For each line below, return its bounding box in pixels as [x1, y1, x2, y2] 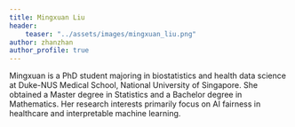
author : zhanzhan [9, 37, 74, 47]
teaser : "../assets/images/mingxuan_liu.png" [25, 29, 197, 38]
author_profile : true [9, 46, 90, 55]
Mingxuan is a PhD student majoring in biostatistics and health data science [9, 70, 287, 81]
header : [9, 21, 38, 30]
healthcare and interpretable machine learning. [9, 108, 181, 119]
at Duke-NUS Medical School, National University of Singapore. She [9, 80, 259, 91]
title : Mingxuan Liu [9, 12, 86, 22]
